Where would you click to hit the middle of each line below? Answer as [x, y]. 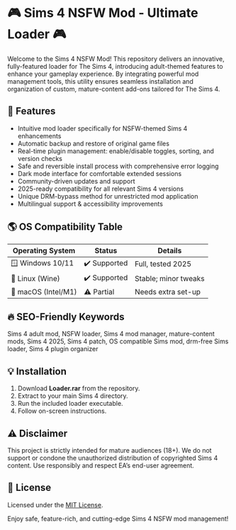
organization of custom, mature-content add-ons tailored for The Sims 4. [114, 89]
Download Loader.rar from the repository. [79, 388]
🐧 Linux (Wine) [35, 279]
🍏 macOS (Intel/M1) [44, 292]
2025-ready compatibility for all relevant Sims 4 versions [101, 189]
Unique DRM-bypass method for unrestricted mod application [108, 196]
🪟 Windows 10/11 [43, 263]
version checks [40, 158]
